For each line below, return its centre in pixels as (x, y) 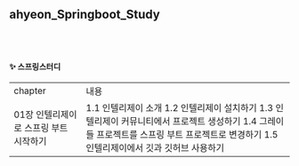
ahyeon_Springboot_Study (85, 15)
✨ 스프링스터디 (35, 67)
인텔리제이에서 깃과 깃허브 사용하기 (155, 148)
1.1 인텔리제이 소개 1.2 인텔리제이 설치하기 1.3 (180, 108)
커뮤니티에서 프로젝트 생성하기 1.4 (189, 122)
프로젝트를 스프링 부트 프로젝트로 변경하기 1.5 (187, 135)
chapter (30, 91)
